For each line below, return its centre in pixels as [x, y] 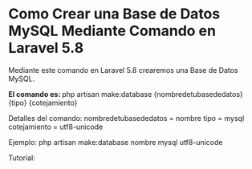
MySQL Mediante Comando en [112, 31]
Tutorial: [22, 158]
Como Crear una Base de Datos [114, 14]
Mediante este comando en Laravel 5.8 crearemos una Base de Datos [123, 70]
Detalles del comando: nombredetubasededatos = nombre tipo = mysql [126, 118]
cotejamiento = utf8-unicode [56, 127]
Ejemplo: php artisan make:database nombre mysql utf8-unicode [116, 142]
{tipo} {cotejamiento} [43, 103]
